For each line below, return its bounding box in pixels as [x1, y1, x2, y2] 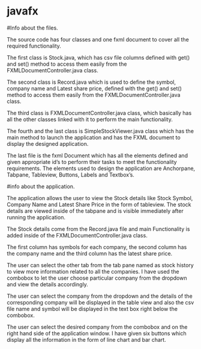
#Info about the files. [7, 24, 59, 31]
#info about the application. [7, 183, 75, 190]
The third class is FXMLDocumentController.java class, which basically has [7, 109, 192, 116]
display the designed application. [7, 140, 89, 147]
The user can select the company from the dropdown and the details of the [7, 292, 193, 300]
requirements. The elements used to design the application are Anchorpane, [7, 165, 196, 172]
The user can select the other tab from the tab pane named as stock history [7, 261, 194, 269]
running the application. [7, 213, 65, 221]
